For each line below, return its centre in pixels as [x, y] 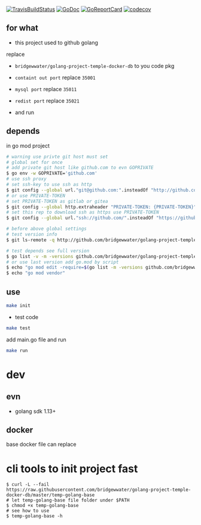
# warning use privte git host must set [57, 157]
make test [19, 328]
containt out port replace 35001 [55, 77]
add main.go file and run [36, 340]
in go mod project [28, 145]
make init [19, 305]
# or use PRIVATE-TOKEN [36, 196]
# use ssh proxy [26, 179]
